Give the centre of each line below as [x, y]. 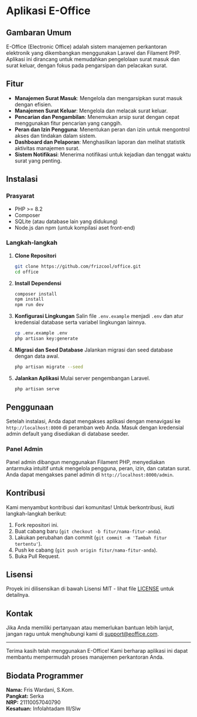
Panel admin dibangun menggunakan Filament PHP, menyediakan [86, 462]
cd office [27, 272]
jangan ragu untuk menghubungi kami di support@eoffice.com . [83, 634]
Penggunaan [30, 407]
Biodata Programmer [45, 675]
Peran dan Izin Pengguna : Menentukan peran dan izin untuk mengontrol [102, 129]
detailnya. [18, 595]
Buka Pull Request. [37, 556]
